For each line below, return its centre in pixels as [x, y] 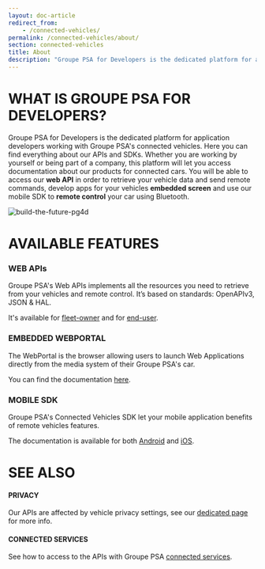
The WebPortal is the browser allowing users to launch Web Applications [126, 355]
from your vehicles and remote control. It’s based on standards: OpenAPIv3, [131, 294]
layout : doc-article [42, 15]
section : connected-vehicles [56, 45]
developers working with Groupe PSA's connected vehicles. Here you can [128, 146]
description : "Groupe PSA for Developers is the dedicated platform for [130, 60]
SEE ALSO [42, 473]
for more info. [30, 521]
